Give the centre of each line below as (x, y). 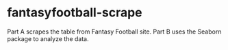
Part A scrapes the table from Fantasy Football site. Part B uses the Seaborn (114, 32)
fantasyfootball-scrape (75, 13)
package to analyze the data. (48, 38)
